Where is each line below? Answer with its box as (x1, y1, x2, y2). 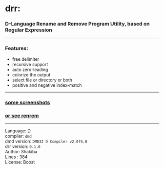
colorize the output (12, 72, 51, 77)
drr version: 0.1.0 (5, 144, 41, 149)
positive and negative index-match (12, 82, 82, 88)
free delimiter (12, 56, 40, 62)
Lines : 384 (5, 154, 28, 160)
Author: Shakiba (5, 149, 38, 154)
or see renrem (5, 112, 39, 119)
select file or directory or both (12, 77, 72, 83)
